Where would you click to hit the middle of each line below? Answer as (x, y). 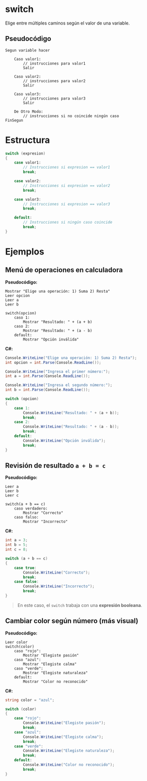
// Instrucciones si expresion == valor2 (67, 185)
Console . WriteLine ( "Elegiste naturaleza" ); (69, 751)
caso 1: (22, 317)
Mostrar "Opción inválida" (51, 339)
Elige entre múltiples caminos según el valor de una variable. (68, 23)
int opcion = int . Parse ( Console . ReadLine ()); (53, 362)
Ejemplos (25, 251)
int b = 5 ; (16, 545)
